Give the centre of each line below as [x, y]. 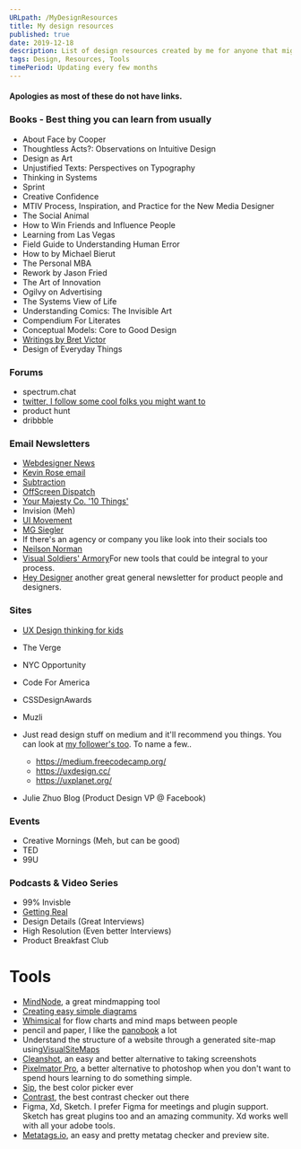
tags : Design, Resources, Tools [69, 59]
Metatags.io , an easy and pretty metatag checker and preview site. [146, 1136]
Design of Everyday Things [72, 349]
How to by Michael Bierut [69, 253]
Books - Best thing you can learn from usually [111, 119]
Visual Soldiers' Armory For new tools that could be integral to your [145, 558]
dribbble [38, 421]
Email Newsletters [50, 443]
